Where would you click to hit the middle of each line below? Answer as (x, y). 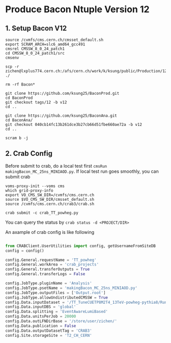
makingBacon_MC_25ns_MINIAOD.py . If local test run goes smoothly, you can (82, 171)
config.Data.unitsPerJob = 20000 (41, 316)
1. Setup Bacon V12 (36, 28)
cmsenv (12, 58)
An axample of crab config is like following (50, 232)
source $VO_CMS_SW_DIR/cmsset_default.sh (50, 199)
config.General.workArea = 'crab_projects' (52, 265)
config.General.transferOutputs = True (48, 269)
